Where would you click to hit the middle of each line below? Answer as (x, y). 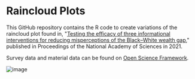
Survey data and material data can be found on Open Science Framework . (97, 58)
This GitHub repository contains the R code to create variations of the (92, 27)
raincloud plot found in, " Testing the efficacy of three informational (88, 33)
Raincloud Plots (46, 11)
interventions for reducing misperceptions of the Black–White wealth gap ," (98, 40)
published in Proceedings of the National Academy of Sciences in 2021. (94, 46)
